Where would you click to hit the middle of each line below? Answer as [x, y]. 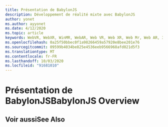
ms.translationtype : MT [30, 51]
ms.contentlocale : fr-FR [31, 56]
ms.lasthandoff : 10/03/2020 [34, 61]
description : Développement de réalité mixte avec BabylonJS [70, 14]
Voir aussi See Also [35, 119]
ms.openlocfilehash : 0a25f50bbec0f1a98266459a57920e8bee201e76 [72, 42]
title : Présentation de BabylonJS [41, 10]
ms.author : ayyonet [25, 24]
